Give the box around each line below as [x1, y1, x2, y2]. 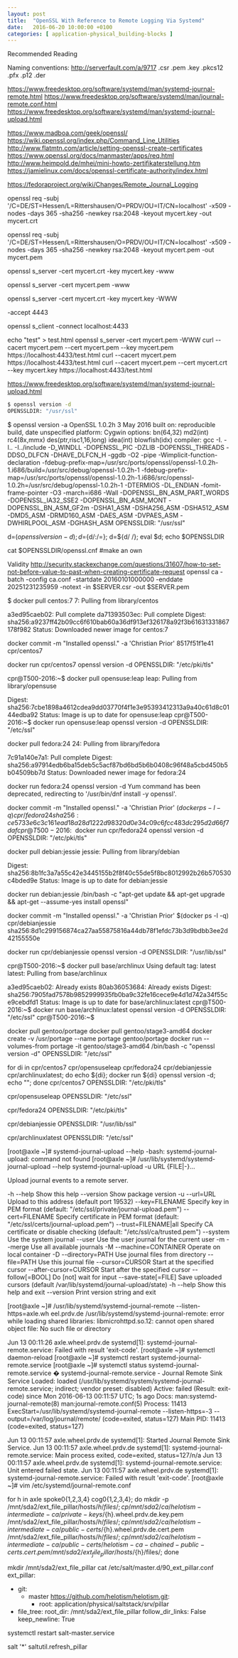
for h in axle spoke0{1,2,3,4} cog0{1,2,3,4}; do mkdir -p [7, 1495, 169, 1503]
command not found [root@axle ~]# [31, 1155, 136, 1163]
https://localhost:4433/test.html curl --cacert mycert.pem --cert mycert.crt [7, 358, 227, 367]
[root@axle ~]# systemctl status [53, 1361, 147, 1369]
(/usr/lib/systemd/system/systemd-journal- [78, 1377, 205, 1385]
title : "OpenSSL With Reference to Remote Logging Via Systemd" [7, 17, 205, 24]
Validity [7, 560, 30, 569]
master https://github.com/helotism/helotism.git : [28, 1592, 171, 1600]
